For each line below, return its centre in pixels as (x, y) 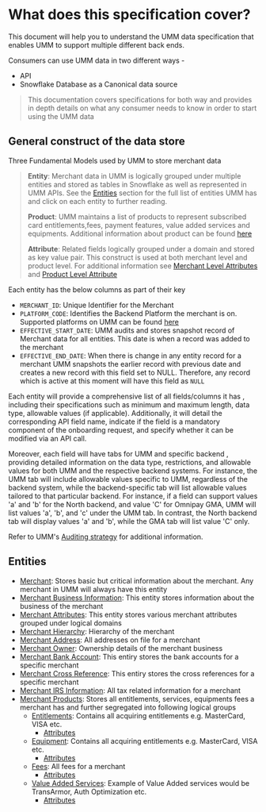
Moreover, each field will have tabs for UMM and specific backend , (118, 453)
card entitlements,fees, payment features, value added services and (139, 225)
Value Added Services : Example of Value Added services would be (141, 783)
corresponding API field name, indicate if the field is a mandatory (114, 421)
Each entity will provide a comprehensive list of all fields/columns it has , (127, 396)
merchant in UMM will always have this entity (93, 589)
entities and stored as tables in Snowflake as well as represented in (137, 184)
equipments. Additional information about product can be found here (140, 233)
